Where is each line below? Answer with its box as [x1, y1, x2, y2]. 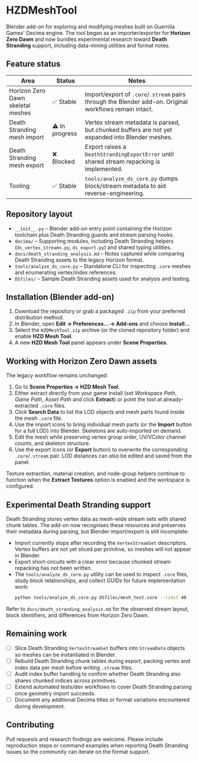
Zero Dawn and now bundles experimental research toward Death [6, 35, 167, 43]
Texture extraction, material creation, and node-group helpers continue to [6, 470, 185, 477]
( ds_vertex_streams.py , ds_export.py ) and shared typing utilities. [14, 243, 172, 251]
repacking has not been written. [14, 564, 93, 571]
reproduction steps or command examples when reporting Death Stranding [6, 742, 189, 749]
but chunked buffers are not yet [84, 125, 173, 133]
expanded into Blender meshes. [84, 133, 173, 141]
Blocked [52, 157, 75, 165]
